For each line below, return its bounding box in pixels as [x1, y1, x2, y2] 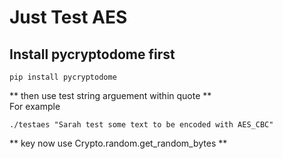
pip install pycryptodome [9, 72, 117, 82]
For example [9, 101, 61, 112]
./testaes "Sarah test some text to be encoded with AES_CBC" [9, 120, 274, 130]
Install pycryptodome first [9, 46, 176, 63]
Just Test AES [9, 6, 128, 29]
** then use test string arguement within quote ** [9, 90, 212, 101]
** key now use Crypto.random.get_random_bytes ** [9, 137, 228, 149]
